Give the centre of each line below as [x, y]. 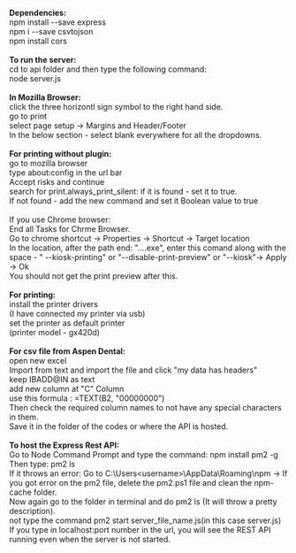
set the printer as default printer [67, 323]
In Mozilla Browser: [45, 97]
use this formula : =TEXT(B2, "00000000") [87, 398]
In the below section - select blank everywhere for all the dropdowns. [136, 135]
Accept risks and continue [57, 182]
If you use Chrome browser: [60, 219]
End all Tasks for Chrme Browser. [70, 229]
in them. [24, 417]
